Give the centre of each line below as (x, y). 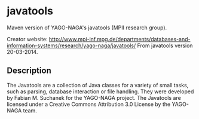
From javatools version (165, 45)
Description (29, 71)
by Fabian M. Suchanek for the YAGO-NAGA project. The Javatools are (94, 97)
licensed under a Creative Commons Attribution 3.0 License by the (89, 104)
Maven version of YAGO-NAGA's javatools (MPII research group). (87, 28)
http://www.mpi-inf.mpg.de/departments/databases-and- (120, 39)
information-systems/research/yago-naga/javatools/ (71, 45)
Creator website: (27, 39)
